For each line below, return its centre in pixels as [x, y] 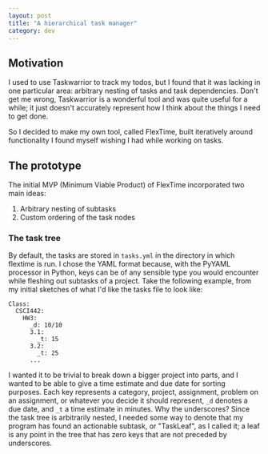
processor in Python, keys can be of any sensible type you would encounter [134, 272]
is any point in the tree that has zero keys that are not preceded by [118, 435]
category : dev [32, 30]
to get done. [28, 116]
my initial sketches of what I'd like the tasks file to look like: [106, 290]
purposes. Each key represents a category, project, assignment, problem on [133, 392]
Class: [19, 304]
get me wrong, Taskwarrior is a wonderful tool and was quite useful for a [128, 99]
